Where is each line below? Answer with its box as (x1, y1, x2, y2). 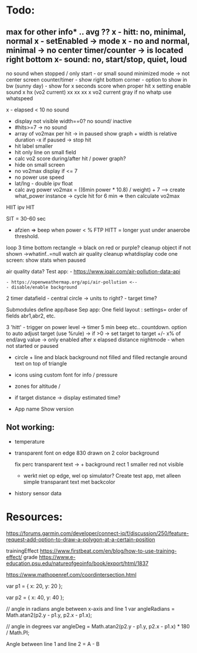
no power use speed (14, 174, 64, 181)
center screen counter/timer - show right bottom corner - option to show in (6, 76, 188, 83)
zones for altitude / (14, 383, 60, 390)
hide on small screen (14, 161, 65, 168)
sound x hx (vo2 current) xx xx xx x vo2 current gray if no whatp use (6, 89, 172, 96)
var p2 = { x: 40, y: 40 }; (6, 594, 64, 601)
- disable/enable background (6, 285, 77, 290)
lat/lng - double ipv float (14, 180, 73, 187)
